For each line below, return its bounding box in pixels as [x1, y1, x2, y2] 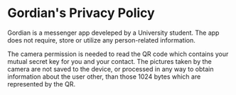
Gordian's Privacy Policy [7, 5, 155, 21]
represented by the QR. [7, 79, 76, 88]
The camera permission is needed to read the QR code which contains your [7, 50, 229, 58]
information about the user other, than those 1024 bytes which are [7, 72, 201, 81]
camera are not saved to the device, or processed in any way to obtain [7, 65, 214, 73]
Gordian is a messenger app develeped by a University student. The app [7, 28, 220, 37]
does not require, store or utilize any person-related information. [7, 35, 195, 44]
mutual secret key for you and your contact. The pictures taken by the [7, 57, 212, 65]
